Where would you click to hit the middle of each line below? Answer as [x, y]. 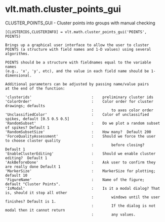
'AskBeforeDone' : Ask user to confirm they [80, 162]
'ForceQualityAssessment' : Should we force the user [80, 136]
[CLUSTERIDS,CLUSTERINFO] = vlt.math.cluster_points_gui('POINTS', [76, 32]
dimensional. [19, 75]
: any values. [113, 215]
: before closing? [118, 145]
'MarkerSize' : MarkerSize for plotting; [80, 171]
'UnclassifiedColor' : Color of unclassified [77, 114]
